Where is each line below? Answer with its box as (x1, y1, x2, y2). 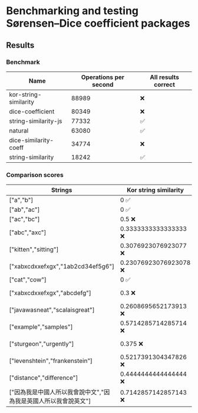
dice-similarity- (9, 136, 54, 144)
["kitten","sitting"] (9, 245, 59, 254)
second (92, 80, 114, 88)
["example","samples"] (9, 323, 73, 331)
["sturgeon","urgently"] (9, 340, 74, 348)
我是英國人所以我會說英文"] (15, 397, 91, 405)
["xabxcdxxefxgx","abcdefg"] (9, 289, 91, 297)
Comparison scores (6, 171, 64, 179)
